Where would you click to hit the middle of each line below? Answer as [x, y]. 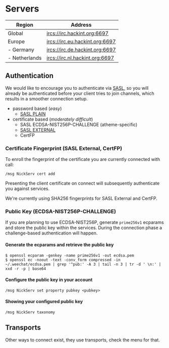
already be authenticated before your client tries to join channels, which [80, 93]
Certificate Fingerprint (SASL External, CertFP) [64, 148]
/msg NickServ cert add [30, 174]
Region [25, 25]
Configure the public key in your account [49, 280]
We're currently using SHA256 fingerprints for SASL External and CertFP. [81, 198]
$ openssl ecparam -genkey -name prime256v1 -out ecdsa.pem [70, 255]
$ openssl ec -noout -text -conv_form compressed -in [63, 260]
